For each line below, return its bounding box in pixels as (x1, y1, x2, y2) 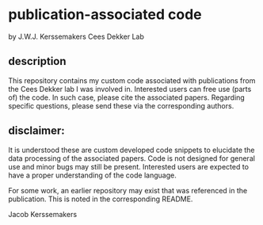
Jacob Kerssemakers (8, 209, 78, 219)
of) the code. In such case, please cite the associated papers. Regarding (8, 93, 246, 102)
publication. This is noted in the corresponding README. (8, 194, 193, 204)
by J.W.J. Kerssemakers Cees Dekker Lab (8, 32, 145, 41)
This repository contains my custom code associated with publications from (8, 75, 256, 85)
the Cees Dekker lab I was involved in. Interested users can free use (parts (8, 84, 252, 93)
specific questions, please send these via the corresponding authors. (8, 101, 234, 110)
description (8, 55, 67, 68)
